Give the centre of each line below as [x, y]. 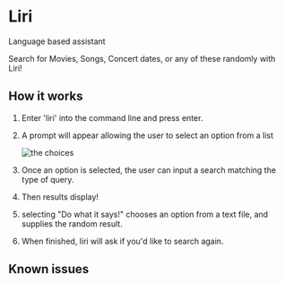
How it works [46, 96]
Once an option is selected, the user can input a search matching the [149, 170]
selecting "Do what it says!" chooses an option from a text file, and [145, 214]
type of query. [47, 179]
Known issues [49, 269]
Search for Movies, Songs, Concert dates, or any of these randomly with [142, 58]
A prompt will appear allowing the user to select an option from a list [147, 135]
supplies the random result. [72, 223]
